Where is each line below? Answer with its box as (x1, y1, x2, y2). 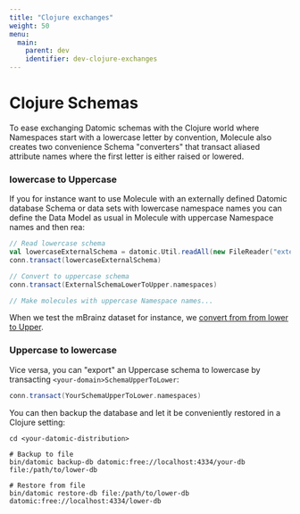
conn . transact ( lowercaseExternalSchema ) (9, 255, 162, 264)
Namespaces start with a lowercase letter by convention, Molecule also (9, 131, 272, 143)
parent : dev (25, 46, 70, 55)
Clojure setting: (9, 417, 65, 427)
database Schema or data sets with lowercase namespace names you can (9, 203, 283, 214)
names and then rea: (9, 222, 85, 233)
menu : (9, 29, 29, 38)
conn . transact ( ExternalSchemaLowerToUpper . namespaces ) (9, 280, 218, 289)
